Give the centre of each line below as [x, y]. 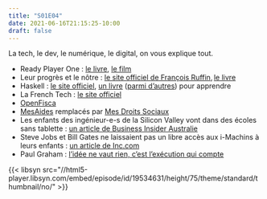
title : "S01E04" [35, 16]
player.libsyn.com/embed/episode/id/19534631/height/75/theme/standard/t [133, 178]
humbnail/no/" [32, 187]
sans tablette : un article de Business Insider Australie [109, 128]
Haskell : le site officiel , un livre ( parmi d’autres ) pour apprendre [125, 86]
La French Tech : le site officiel [71, 95]
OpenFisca [38, 103]
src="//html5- [65, 170]
